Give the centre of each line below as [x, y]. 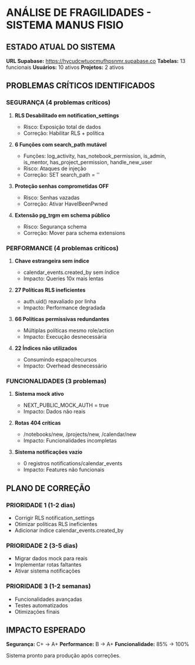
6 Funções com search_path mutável [60, 144]
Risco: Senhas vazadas [51, 197]
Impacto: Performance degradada [64, 307]
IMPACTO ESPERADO [46, 630]
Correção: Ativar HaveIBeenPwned [65, 204]
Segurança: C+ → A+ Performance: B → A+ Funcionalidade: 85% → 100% [98, 644]
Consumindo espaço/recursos [60, 359]
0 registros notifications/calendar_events [73, 464]
